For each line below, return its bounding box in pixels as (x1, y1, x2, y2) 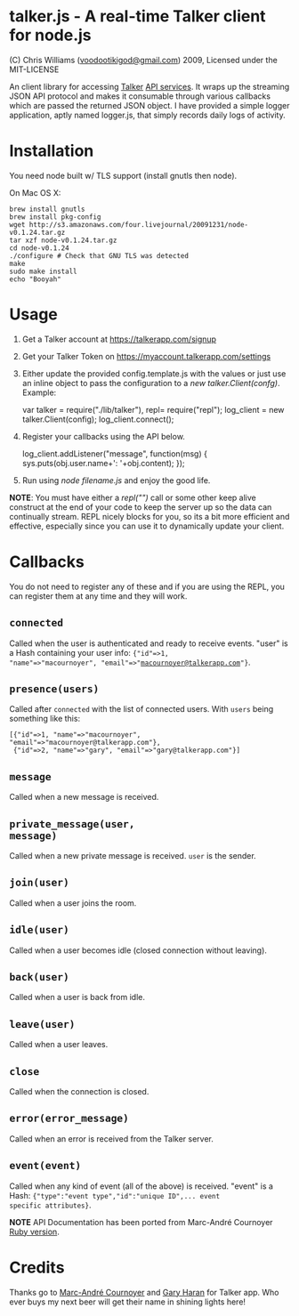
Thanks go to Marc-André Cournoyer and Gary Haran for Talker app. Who (9, 1287, 279, 1297)
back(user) (9, 971, 69, 984)
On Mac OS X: (9, 187, 61, 198)
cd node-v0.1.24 (9, 243, 69, 253)
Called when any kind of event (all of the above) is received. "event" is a (9, 1181, 274, 1191)
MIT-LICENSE (9, 64, 60, 75)
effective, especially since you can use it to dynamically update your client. (9, 521, 285, 531)
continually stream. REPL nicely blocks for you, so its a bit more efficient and (9, 511, 290, 521)
